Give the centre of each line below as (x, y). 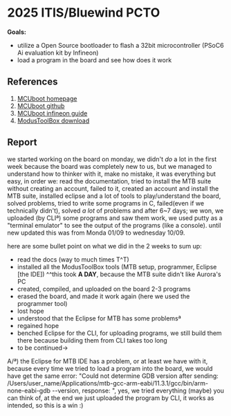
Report (22, 142)
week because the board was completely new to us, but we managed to (110, 166)
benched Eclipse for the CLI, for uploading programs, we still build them (120, 333)
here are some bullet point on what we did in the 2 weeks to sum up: (104, 246)
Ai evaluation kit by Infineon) (58, 53)
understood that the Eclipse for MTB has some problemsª (99, 318)
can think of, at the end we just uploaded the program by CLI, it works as (111, 398)
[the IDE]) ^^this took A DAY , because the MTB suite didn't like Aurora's (119, 274)
